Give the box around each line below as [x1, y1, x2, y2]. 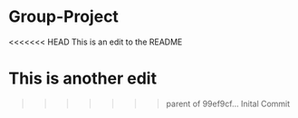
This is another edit [8, 68, 158, 89]
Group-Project [8, 6, 120, 27]
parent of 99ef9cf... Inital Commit [166, 98, 291, 109]
